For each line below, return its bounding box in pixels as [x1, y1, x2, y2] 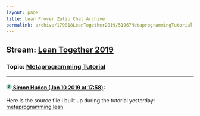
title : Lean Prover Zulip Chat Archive [6, 15, 105, 22]
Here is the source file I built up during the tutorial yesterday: [6, 97, 155, 104]
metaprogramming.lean [6, 104, 64, 111]
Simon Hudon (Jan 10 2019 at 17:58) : [12, 83, 105, 91]
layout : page [6, 9, 39, 15]
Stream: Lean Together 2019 [6, 44, 114, 54]
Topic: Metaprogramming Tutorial [6, 62, 106, 70]
